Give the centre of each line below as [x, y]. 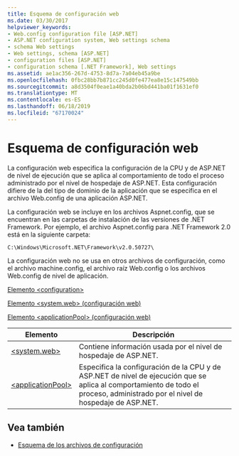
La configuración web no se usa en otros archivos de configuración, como [116, 261]
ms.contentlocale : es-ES [44, 100]
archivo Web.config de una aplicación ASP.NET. [78, 198]
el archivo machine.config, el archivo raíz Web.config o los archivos [107, 268]
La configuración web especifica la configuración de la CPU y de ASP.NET [117, 168]
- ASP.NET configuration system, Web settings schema [89, 40]
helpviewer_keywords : [39, 27]
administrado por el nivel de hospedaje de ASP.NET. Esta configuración [112, 183]
